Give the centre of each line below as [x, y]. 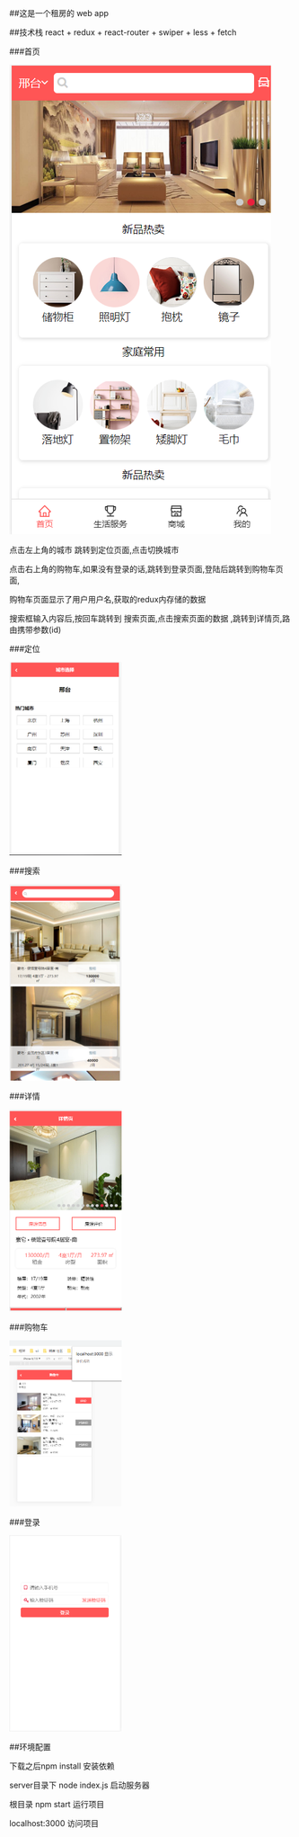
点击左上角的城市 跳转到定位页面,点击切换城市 [94, 550]
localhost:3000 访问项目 [54, 1824]
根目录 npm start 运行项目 [57, 1805]
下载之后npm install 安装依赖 [62, 1766]
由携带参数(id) [35, 629]
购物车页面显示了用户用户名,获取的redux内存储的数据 [108, 599]
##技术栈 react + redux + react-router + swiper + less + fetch [123, 32]
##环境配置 [30, 1747]
